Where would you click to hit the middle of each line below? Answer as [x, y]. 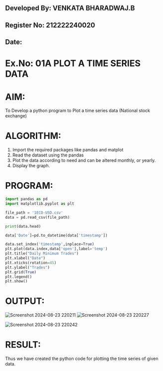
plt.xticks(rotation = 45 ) [31, 263]
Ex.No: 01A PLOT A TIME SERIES [73, 63]
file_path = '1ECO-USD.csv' [34, 213]
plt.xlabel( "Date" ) [25, 258]
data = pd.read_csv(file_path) [38, 217]
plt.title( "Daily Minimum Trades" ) [42, 253]
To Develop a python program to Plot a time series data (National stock [78, 111]
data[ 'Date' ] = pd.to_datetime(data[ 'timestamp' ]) [56, 235]
